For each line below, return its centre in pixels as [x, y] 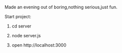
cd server [21, 26]
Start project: [18, 16]
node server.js [26, 36]
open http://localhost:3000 [39, 45]
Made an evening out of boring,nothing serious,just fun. [61, 7]
